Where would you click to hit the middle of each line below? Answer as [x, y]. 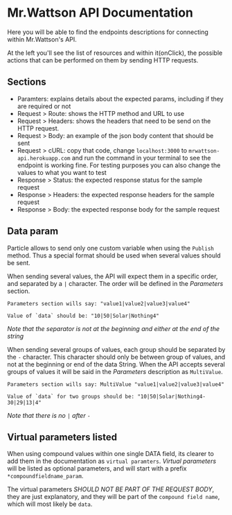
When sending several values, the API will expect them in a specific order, [113, 276]
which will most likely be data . [50, 504]
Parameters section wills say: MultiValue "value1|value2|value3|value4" [116, 384]
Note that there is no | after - [49, 415]
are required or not [44, 106]
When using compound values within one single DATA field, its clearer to [111, 454]
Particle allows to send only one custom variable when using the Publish [111, 248]
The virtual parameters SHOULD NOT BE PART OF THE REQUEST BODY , [111, 489]
